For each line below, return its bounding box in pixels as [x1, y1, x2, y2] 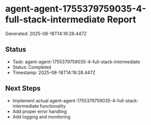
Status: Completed [12, 64, 51, 70]
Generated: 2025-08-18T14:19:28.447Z [5, 30, 87, 36]
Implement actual [12, 97, 49, 104]
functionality [40, 103, 66, 109]
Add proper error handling [12, 108, 67, 114]
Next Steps [5, 84, 41, 93]
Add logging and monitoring [12, 113, 71, 119]
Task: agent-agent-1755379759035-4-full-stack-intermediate [12, 59, 140, 65]
